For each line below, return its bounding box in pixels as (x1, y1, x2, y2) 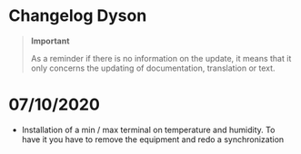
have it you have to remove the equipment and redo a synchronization (21, 133, 285, 145)
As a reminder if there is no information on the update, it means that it (30, 53, 292, 63)
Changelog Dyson (8, 5, 147, 26)
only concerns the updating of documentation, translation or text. (30, 63, 276, 73)
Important (30, 35, 70, 46)
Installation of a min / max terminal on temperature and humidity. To (21, 124, 276, 135)
